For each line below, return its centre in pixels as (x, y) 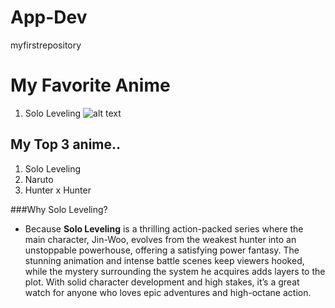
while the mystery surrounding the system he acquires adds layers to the (175, 271)
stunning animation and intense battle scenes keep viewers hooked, (164, 260)
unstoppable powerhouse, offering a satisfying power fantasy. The (162, 250)
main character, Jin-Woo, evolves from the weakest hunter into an (160, 239)
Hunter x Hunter (58, 190)
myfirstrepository (46, 45)
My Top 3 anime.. (66, 144)
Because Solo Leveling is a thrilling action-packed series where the (164, 228)
